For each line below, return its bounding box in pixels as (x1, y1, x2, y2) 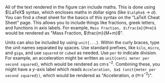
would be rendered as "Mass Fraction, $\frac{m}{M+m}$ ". (5, 30, 124, 36)
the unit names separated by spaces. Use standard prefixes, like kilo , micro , (5, 45, 161, 50)
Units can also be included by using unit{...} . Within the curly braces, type (5, 40, 160, 45)
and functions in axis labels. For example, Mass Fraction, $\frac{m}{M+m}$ (5, 25, 157, 31)
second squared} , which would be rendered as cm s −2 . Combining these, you (5, 61, 160, 67)
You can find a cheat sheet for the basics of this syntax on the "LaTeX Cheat (5, 15, 160, 20)
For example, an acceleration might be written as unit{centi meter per (5, 55, 150, 61)
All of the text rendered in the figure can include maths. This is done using (5, 4, 156, 10)
